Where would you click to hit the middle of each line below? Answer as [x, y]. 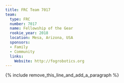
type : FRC [20, 19]
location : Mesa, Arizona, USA [41, 38]
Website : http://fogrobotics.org [49, 61]
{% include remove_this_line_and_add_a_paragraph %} [62, 75]
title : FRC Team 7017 [28, 10]
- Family [19, 47]
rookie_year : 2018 [29, 33]
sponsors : [20, 42]
